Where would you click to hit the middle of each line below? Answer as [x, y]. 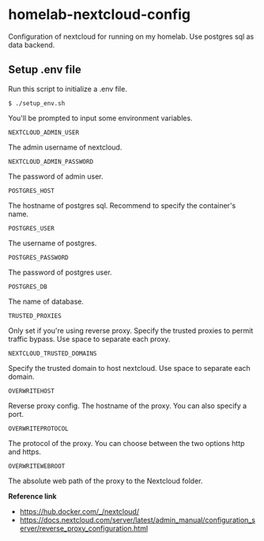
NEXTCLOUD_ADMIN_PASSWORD [51, 161]
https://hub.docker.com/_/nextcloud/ [79, 511]
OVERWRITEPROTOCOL [38, 429]
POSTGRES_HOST [32, 191]
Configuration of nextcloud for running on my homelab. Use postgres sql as [131, 36]
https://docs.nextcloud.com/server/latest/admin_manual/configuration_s [137, 520]
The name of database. [46, 301]
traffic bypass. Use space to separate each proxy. [89, 339]
